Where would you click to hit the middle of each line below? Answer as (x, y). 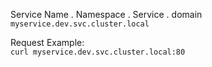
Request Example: (47, 42)
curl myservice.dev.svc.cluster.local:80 (98, 52)
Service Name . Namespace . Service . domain (106, 14)
